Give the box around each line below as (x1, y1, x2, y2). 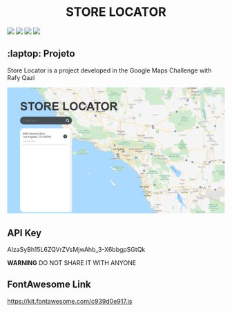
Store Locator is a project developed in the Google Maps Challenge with (7, 66, 212, 75)
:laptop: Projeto (7, 48, 75, 59)
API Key (7, 227, 42, 239)
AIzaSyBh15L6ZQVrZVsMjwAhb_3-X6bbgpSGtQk (7, 245, 146, 253)
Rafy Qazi (7, 73, 35, 81)
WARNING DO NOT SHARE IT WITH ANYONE (7, 258, 137, 266)
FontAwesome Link (7, 279, 91, 291)
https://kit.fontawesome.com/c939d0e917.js (7, 297, 133, 305)
